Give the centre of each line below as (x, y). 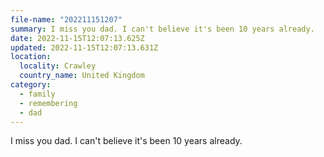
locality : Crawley (58, 66)
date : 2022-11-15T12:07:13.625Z (77, 38)
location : (31, 57)
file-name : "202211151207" (66, 19)
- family (37, 94)
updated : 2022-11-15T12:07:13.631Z (84, 47)
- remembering (48, 103)
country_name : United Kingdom (82, 76)
